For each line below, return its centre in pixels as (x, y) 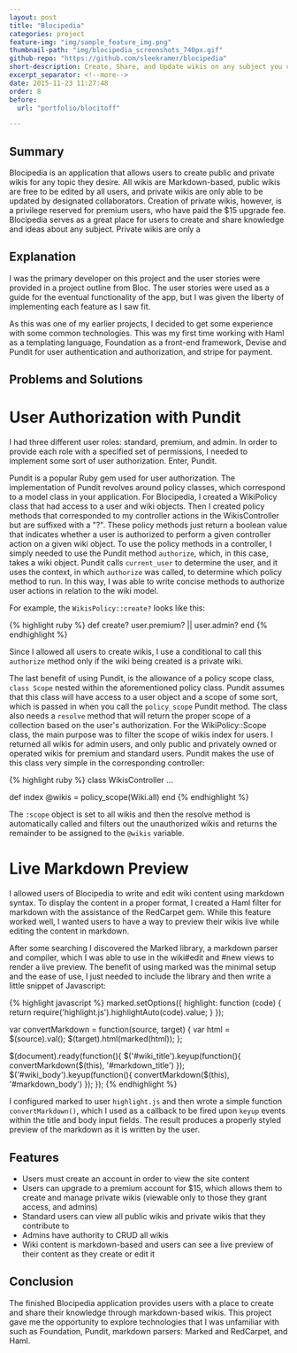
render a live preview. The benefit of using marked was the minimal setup (143, 967)
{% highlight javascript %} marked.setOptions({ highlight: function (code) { (145, 1003)
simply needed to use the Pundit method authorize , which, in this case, (139, 553)
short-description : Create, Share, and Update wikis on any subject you (146, 67)
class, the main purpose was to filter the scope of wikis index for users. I (141, 734)
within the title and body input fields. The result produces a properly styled (145, 1120)
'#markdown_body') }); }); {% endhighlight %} (93, 1084)
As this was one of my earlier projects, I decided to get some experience (141, 323)
